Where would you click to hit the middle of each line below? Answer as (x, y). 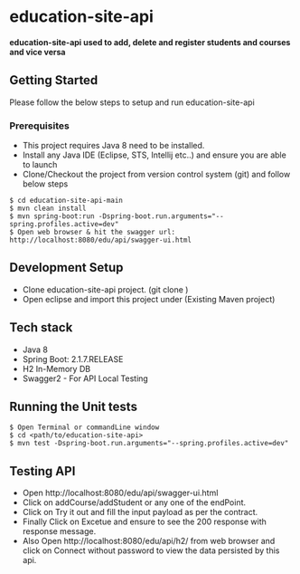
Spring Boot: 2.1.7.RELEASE (73, 359)
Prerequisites (39, 126)
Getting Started (54, 80)
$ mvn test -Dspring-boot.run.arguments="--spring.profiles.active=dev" (149, 444)
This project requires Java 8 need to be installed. (113, 145)
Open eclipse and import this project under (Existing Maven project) (149, 299)
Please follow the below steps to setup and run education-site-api (132, 102)
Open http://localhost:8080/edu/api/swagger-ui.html (120, 493)
